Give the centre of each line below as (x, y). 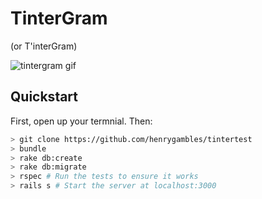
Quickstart (44, 97)
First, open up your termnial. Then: (81, 121)
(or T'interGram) (44, 46)
